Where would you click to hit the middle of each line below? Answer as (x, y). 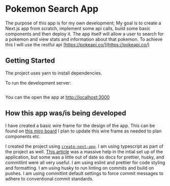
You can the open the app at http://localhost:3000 (58, 97)
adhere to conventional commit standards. (49, 178)
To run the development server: (38, 83)
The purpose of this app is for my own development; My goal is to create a (83, 23)
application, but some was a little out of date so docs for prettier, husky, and (85, 157)
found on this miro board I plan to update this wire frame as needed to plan (83, 131)
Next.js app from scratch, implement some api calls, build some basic (78, 28)
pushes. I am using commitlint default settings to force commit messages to (84, 173)
